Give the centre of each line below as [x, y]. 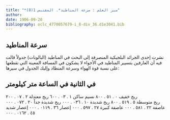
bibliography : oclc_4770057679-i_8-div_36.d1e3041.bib [65, 24]
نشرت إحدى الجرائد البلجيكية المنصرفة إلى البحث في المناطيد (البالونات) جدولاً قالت [85, 57]
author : [14, 15]
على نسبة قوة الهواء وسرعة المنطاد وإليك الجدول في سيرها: [63, 68]
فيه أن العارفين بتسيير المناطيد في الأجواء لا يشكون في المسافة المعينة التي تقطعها [84, 63]
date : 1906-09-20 [24, 19]
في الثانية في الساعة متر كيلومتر [51, 84]
